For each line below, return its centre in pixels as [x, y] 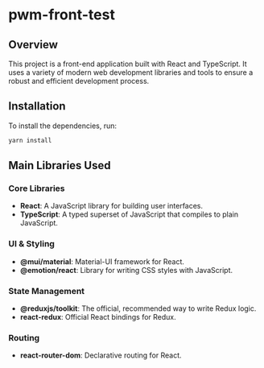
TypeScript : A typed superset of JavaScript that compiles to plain [129, 214]
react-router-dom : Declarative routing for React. [101, 355]
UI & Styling [31, 244]
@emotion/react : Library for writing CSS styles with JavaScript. [126, 270]
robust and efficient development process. [79, 81]
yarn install [30, 140]
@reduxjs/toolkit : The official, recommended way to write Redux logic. [138, 308]
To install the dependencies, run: [63, 126]
